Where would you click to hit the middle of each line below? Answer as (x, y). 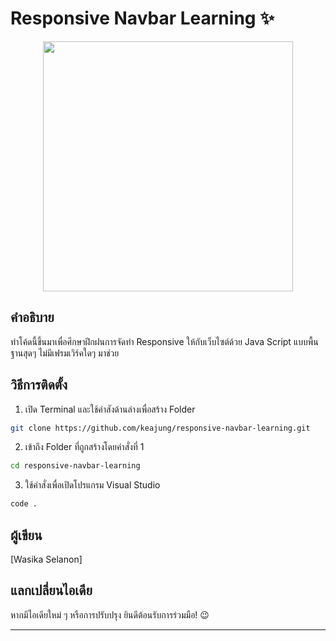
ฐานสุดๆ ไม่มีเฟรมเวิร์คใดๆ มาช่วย (65, 353)
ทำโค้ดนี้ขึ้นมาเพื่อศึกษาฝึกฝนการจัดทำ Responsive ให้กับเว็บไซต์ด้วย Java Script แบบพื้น (164, 341)
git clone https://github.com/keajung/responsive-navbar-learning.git (160, 428)
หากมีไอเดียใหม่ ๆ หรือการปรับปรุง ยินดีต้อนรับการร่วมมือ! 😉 (110, 614)
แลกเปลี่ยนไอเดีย (51, 590)
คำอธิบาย (32, 317)
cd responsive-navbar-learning (75, 466)
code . (24, 504)
